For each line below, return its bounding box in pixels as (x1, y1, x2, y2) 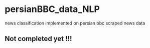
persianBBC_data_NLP (5, 3, 100, 15)
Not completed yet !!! (5, 34, 72, 43)
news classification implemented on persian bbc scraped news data (5, 20, 145, 26)
